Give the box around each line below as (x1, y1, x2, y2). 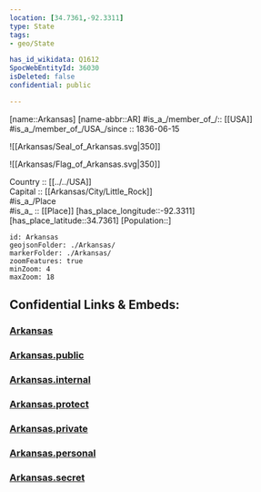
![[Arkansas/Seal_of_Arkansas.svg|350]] (9, 140, 161, 151)
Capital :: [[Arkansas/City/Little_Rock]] (9, 186, 153, 197)
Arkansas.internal (9, 373, 91, 385)
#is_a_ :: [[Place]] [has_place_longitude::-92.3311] (9, 205, 196, 216)
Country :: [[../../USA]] (9, 176, 93, 187)
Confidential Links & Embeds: (9, 297, 180, 313)
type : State (9, 22, 55, 31)
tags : (9, 30, 30, 39)
